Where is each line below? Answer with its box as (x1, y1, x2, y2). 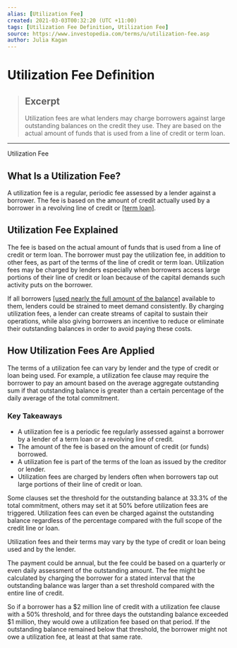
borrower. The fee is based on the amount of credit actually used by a (7, 196, 210, 204)
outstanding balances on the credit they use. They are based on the (24, 122, 222, 130)
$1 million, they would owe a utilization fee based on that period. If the (7, 617, 210, 626)
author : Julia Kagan (7, 37, 68, 44)
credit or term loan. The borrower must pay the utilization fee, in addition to (7, 250, 226, 259)
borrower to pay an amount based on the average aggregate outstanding (7, 378, 219, 387)
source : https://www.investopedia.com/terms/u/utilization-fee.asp (7, 30, 210, 37)
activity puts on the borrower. (7, 280, 93, 289)
